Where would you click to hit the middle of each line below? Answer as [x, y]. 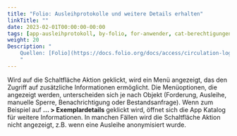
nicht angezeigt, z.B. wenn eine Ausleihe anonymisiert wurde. [97, 125]
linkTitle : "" [28, 20]
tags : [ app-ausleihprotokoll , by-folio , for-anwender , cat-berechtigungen [120, 33]
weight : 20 [23, 40]
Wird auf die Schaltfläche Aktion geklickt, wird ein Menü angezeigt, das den [117, 80]
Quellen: [33, 54]
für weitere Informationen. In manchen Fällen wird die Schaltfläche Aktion [114, 117]
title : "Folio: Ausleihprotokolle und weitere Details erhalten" [105, 14]
